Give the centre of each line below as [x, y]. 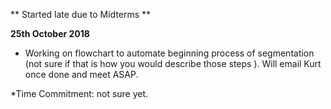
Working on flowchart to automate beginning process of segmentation [169, 53]
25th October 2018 [50, 33]
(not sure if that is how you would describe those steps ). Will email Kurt [173, 63]
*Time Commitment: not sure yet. [79, 93]
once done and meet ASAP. [81, 74]
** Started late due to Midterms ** [81, 14]
